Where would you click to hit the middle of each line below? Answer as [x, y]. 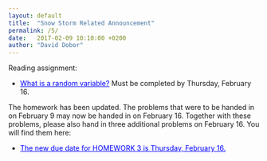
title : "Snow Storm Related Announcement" [82, 23]
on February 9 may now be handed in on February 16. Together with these [130, 116]
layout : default [35, 16]
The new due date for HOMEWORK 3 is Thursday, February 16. [123, 148]
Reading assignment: [43, 68]
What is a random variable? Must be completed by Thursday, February [135, 84]
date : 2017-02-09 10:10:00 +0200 [67, 38]
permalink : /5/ [33, 30]
